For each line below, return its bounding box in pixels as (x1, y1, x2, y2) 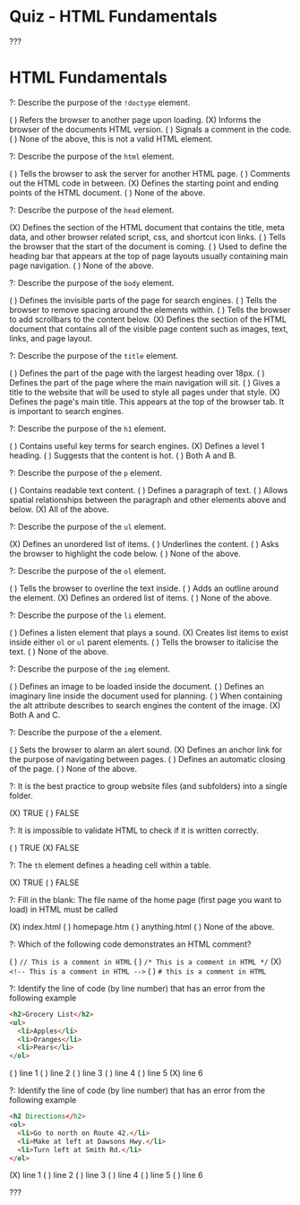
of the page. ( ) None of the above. (9, 763, 137, 774)
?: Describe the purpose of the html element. (9, 151, 175, 161)
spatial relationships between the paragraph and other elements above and (9, 494, 287, 505)
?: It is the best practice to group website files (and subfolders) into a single (9, 780, 288, 791)
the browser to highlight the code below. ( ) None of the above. (9, 548, 242, 559)
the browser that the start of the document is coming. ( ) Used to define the (9, 240, 287, 252)
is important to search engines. (9, 405, 124, 416)
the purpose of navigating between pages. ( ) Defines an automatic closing (9, 753, 286, 764)
